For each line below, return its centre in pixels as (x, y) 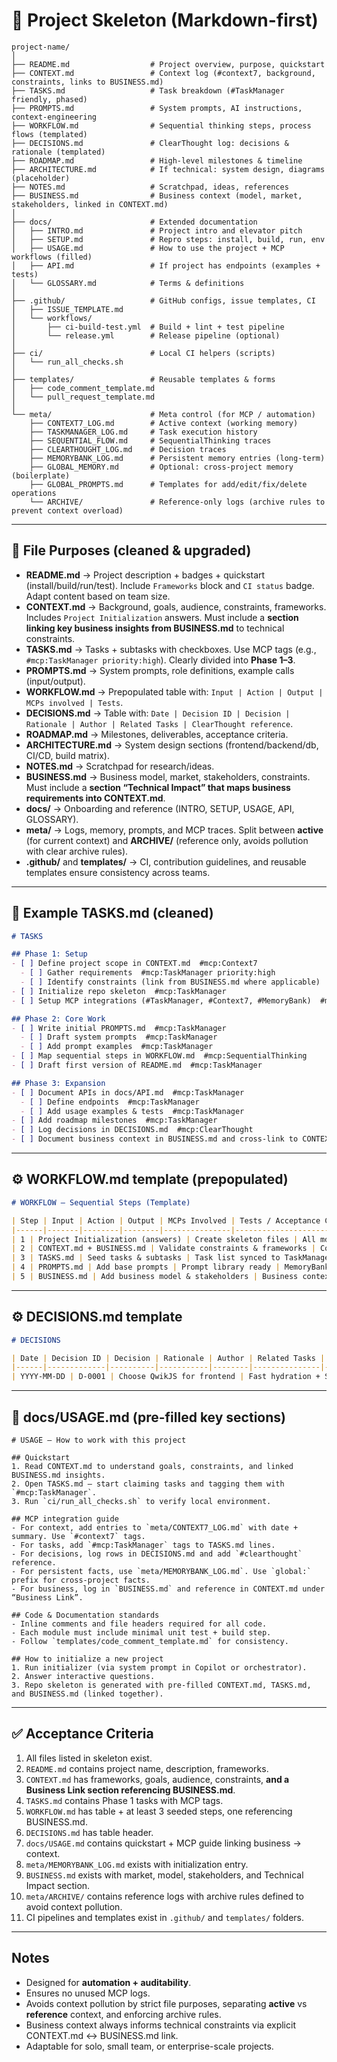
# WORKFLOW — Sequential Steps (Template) (101, 1202)
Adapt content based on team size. (98, 596)
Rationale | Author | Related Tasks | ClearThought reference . (159, 723)
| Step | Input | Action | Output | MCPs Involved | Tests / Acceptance (166, 1220)
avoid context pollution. (74, 1906)
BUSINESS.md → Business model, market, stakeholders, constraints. (168, 776)
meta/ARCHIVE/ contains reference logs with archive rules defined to (164, 1896)
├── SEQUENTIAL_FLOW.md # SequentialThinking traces (150, 440)
